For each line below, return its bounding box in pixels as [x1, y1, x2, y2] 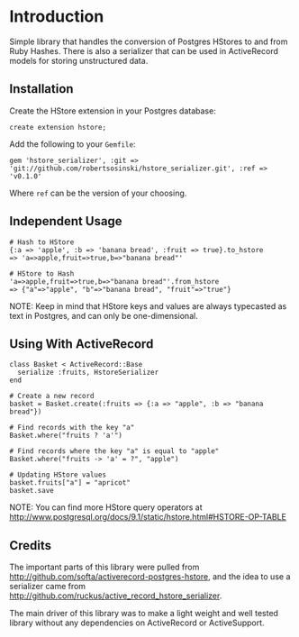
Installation [9, 81, 74, 96]
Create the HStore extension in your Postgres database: [9, 105, 216, 116]
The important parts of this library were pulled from [9, 561, 200, 573]
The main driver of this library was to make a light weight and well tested [9, 608, 279, 619]
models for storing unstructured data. [9, 55, 149, 66]
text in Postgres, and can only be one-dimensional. [9, 310, 198, 321]
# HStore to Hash [9, 268, 75, 278]
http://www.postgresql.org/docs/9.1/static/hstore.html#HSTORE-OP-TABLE [9, 512, 286, 523]
